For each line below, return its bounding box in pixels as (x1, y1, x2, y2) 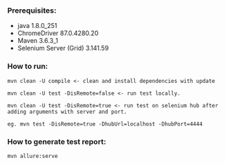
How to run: (7, 62, 49, 72)
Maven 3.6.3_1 (17, 37, 58, 45)
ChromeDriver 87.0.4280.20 (17, 29, 99, 37)
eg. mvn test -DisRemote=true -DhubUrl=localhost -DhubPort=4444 (7, 120, 202, 128)
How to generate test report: (7, 136, 107, 146)
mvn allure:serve (7, 152, 58, 159)
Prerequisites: (7, 6, 57, 15)
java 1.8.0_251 (17, 22, 58, 30)
